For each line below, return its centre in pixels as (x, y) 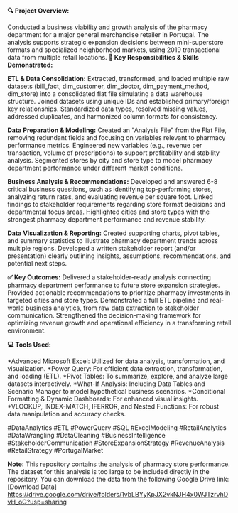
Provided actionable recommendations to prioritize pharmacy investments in (119, 293)
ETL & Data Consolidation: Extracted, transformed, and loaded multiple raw (118, 79)
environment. (27, 330)
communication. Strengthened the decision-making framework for (104, 315)
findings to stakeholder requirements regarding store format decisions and (117, 204)
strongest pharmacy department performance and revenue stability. (107, 219)
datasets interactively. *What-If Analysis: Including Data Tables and (106, 384)
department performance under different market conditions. (95, 168)
